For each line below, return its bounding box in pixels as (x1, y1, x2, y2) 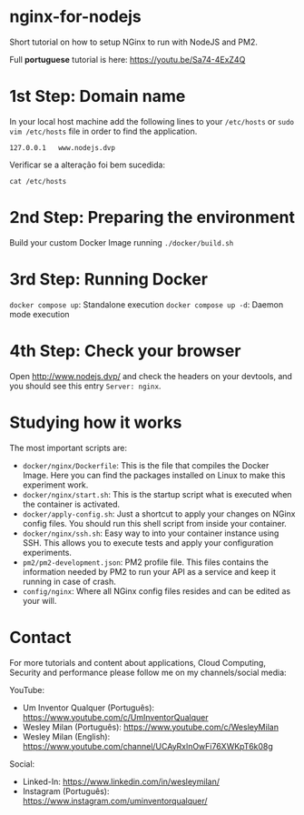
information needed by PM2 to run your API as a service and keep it (22, 566, 277, 577)
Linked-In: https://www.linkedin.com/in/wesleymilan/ (22, 776, 221, 787)
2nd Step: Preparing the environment (9, 207, 295, 228)
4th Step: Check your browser (9, 340, 241, 361)
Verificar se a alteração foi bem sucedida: (9, 159, 166, 170)
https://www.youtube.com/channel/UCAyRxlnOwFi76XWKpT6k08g (22, 740, 274, 751)
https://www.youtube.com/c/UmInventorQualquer (22, 711, 209, 722)
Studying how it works (9, 412, 182, 433)
